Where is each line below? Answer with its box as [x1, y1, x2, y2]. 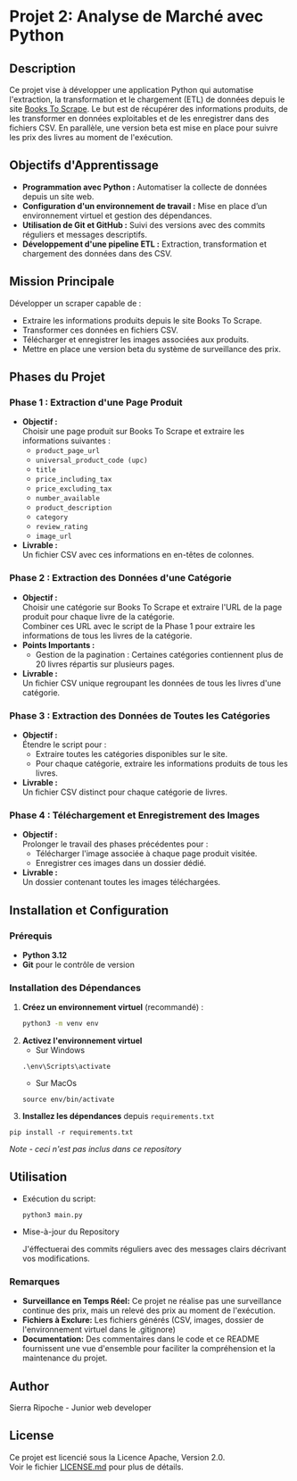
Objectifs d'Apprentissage [9, 158, 159, 173]
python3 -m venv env [21, 1019, 99, 1029]
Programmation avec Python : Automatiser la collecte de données [21, 181, 268, 192]
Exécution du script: [21, 1193, 96, 1204]
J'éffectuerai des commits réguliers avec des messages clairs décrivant [21, 1243, 287, 1254]
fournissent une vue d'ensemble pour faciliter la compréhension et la [21, 1343, 276, 1354]
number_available [35, 494, 101, 503]
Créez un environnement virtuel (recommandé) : [21, 1002, 204, 1013]
